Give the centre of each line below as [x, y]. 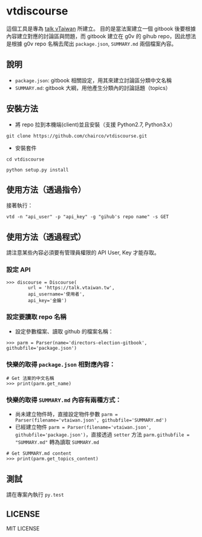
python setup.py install [37, 170]
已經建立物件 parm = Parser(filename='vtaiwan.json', [83, 427]
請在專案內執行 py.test [35, 495]
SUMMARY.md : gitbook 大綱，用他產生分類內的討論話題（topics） [93, 88]
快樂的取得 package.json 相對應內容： [61, 364]
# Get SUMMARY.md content [39, 454]
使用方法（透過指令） [46, 189]
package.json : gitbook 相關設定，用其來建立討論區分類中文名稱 [93, 80]
